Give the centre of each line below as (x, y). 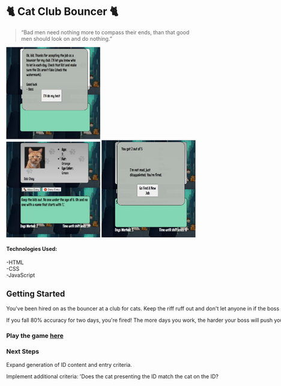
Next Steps (23, 352)
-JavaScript (21, 275)
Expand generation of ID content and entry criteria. (69, 364)
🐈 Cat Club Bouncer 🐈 (62, 12)
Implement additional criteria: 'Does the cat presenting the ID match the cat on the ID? (113, 376)
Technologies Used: (32, 249)
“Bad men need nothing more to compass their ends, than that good (105, 32)
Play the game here (35, 336)
